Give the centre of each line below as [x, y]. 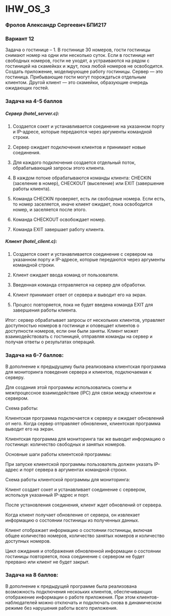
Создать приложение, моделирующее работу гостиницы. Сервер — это [84, 72]
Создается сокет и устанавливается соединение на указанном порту [89, 127]
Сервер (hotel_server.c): [32, 113]
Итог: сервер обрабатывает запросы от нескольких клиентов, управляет [85, 320]
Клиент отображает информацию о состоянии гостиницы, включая [79, 530]
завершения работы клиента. [45, 310]
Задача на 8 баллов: [32, 575]
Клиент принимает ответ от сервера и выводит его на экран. [79, 295]
